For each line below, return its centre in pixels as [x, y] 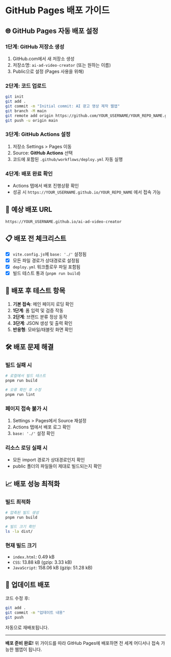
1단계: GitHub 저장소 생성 [35, 46]
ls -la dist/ [19, 531]
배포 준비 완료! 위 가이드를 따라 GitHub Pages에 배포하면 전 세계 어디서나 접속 [83, 643]
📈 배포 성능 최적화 [33, 484]
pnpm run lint [20, 395]
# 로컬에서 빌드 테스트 [26, 376]
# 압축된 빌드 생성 [22, 513]
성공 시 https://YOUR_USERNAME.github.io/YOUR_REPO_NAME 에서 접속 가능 [87, 192]
